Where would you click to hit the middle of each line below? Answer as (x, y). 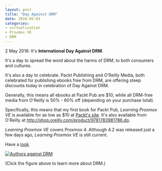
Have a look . (18, 144)
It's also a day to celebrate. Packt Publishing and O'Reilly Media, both (75, 75)
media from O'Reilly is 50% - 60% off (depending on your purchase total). (80, 100)
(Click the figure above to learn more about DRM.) (55, 163)
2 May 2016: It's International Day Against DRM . (54, 51)
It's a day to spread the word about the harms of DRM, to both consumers (80, 60)
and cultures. (18, 65)
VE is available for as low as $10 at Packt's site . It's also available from (76, 115)
